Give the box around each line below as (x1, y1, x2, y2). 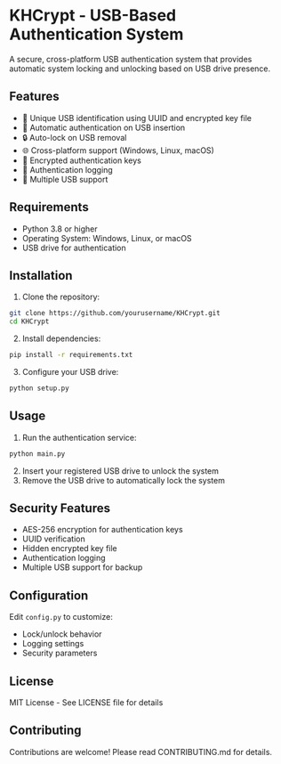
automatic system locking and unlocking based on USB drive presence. (9, 63, 271, 74)
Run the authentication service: (21, 432, 137, 443)
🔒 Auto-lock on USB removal (21, 132, 127, 142)
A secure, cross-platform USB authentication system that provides (9, 53, 253, 64)
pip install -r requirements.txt (9, 351, 133, 360)
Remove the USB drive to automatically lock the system (21, 475, 225, 485)
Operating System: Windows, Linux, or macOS (21, 232, 193, 243)
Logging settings (21, 638, 84, 649)
